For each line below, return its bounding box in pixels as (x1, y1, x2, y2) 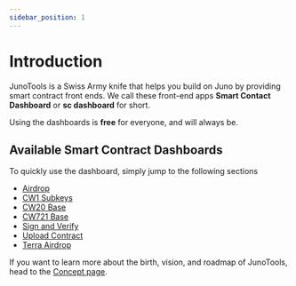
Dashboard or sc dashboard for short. (9, 99, 151, 110)
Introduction (9, 51, 103, 71)
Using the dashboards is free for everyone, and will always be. (9, 116, 238, 127)
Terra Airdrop (21, 240, 72, 250)
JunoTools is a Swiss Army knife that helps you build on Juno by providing (9, 81, 282, 91)
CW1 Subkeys (21, 193, 73, 203)
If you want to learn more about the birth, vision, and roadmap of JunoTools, (9, 257, 288, 267)
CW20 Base (21, 202, 67, 213)
